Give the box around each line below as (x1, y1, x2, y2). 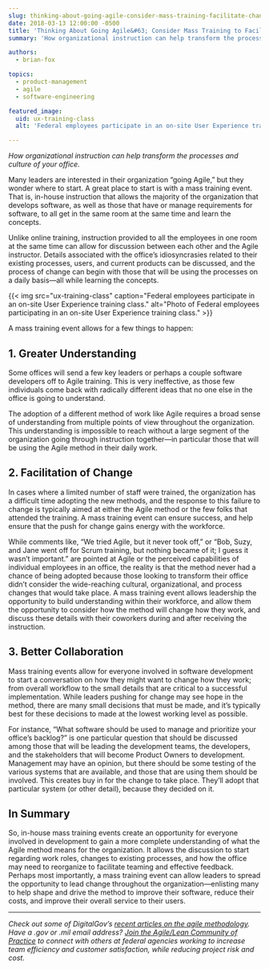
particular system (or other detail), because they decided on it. (8, 783, 215, 793)
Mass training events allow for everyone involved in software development (8, 666, 254, 676)
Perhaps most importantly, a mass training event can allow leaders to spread (8, 871, 261, 880)
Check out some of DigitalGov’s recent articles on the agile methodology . (8, 919, 251, 929)
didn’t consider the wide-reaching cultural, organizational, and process (8, 579, 243, 589)
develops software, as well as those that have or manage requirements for (8, 201, 253, 210)
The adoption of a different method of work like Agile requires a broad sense (8, 409, 261, 418)
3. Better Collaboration (8, 645, 124, 659)
